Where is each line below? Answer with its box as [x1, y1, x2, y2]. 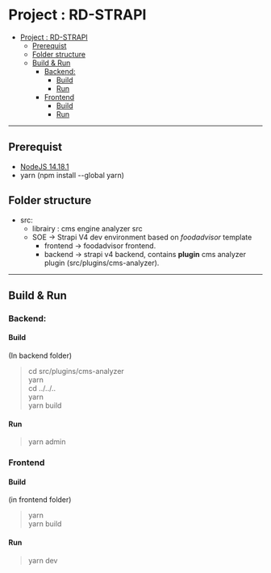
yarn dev [27, 555, 58, 565]
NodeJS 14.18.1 [19, 161, 70, 171]
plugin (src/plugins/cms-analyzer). [44, 258, 160, 268]
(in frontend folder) [8, 495, 72, 504]
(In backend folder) [8, 351, 73, 360]
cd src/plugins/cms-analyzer [27, 367, 125, 376]
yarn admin [27, 437, 66, 446]
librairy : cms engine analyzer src [31, 223, 143, 233]
